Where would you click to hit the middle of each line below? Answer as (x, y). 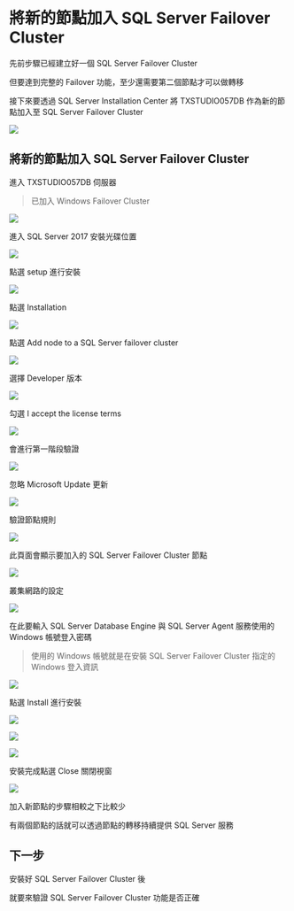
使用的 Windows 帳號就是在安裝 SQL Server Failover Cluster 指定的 (153, 655)
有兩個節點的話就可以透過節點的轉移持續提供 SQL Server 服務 (122, 825)
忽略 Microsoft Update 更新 (59, 484)
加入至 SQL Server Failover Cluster (80, 112)
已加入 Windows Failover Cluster (90, 201)
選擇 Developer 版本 (46, 378)
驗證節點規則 (32, 520)
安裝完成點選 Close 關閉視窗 (61, 770)
